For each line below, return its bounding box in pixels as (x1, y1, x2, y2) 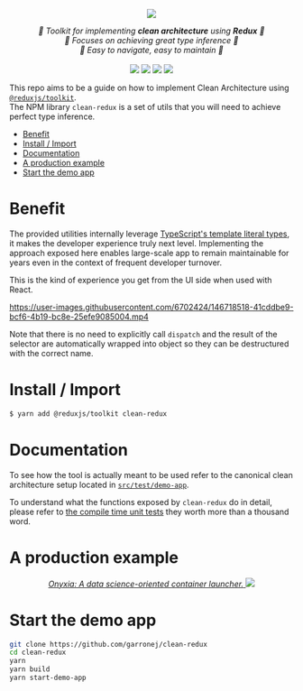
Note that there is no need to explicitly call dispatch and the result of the (9, 328, 278, 339)
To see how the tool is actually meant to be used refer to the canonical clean (9, 469, 293, 480)
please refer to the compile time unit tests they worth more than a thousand (9, 506, 289, 517)
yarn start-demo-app (9, 673, 87, 683)
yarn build (9, 665, 50, 674)
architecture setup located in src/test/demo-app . (9, 479, 189, 490)
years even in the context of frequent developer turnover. (9, 257, 223, 268)
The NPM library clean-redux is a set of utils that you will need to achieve (9, 102, 281, 112)
